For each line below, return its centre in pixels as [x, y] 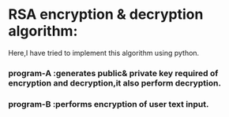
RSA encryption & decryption [106, 15]
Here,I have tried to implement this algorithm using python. [104, 53]
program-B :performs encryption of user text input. [109, 104]
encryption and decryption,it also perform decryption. [114, 82]
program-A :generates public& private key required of [113, 73]
